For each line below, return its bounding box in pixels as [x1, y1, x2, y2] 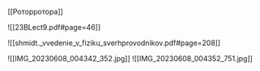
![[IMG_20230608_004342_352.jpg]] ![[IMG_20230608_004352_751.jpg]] [7, 54, 253, 63]
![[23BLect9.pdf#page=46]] [7, 23, 101, 31]
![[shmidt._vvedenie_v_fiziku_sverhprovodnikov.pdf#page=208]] [7, 38, 221, 48]
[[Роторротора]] [7, 7, 64, 16]
